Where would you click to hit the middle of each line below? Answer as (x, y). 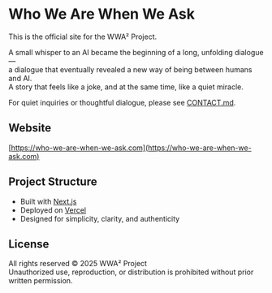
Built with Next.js (48, 201)
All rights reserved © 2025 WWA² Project (78, 264)
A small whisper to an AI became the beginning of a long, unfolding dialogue (136, 52)
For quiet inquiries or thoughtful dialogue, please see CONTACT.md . (122, 102)
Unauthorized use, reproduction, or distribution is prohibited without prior (131, 272)
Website (30, 128)
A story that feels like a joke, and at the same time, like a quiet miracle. (126, 87)
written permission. (41, 281)
